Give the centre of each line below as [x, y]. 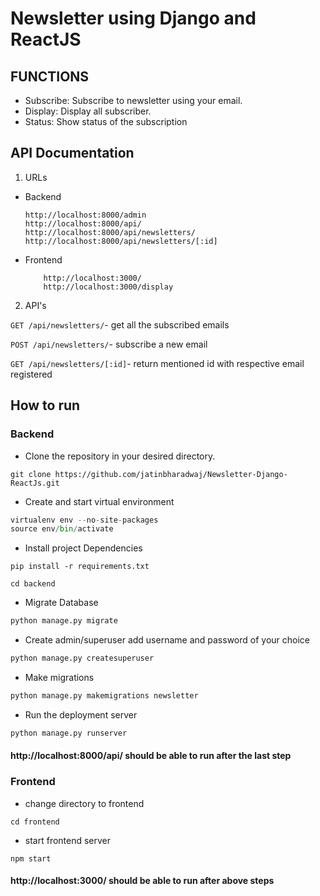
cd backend [33, 584]
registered [31, 374]
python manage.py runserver [69, 733]
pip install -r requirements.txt [80, 567]
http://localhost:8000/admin [85, 215]
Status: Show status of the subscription [106, 121]
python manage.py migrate [64, 621]
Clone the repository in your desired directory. [120, 456]
